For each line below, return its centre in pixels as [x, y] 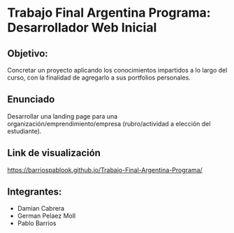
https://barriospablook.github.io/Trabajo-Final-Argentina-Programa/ [105, 170]
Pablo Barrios [37, 223]
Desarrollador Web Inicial [82, 28]
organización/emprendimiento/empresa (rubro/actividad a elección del [109, 123]
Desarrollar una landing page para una [63, 116]
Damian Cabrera [41, 209]
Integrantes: [35, 192]
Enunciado [31, 99]
